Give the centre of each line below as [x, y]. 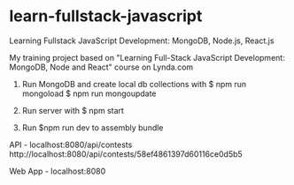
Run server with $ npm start [73, 110]
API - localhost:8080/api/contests [71, 144]
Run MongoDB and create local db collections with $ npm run [134, 84]
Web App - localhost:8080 [58, 171]
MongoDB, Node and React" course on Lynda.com [101, 67]
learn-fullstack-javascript [106, 16]
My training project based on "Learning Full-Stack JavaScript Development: [147, 57]
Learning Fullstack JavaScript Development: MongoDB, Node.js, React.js [142, 41]
